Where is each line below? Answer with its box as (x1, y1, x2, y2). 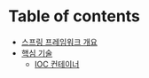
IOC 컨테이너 (34, 58, 80, 69)
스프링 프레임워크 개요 (20, 36, 98, 47)
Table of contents (8, 6, 141, 27)
